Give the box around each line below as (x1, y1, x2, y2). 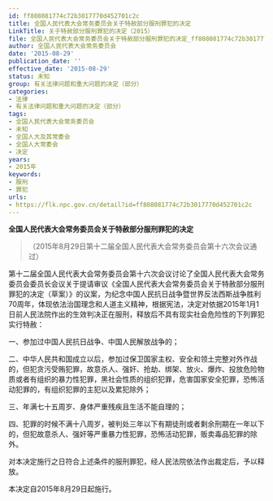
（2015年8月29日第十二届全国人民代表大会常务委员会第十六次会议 (28, 241, 250, 251)
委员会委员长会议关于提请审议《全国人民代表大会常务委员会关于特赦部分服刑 (8, 279, 265, 288)
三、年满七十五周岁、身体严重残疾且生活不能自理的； (8, 401, 187, 411)
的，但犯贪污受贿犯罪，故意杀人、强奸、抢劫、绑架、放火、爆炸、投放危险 (8, 364, 258, 374)
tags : (8, 110, 27, 119)
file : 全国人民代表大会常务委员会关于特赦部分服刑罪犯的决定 (8, 34, 188, 43)
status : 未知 (8, 72, 50, 80)
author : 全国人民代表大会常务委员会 (8, 42, 116, 50)
